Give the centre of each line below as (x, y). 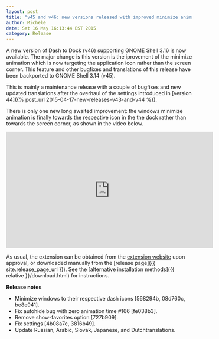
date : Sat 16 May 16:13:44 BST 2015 (51, 28)
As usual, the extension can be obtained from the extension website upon (96, 257)
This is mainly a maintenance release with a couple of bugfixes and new (94, 87)
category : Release (29, 34)
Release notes (24, 287)
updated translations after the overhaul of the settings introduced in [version (99, 93)
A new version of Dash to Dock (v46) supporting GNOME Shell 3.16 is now (96, 50)
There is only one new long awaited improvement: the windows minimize (94, 111)
